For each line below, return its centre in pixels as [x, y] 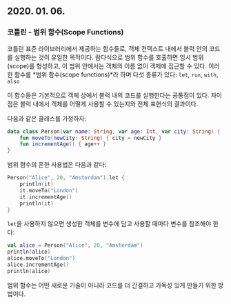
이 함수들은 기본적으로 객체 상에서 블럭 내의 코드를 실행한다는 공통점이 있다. [108, 95]
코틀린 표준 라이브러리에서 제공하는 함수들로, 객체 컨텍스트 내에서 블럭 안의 [108, 48]
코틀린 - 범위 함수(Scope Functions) [66, 32]
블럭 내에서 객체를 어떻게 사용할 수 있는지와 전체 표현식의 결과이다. [109, 103]
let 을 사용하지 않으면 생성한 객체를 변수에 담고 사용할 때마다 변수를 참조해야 [109, 224]
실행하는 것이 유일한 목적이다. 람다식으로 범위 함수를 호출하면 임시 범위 [109, 57]
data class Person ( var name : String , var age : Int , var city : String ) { [114, 131]
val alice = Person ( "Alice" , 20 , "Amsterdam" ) [75, 245]
